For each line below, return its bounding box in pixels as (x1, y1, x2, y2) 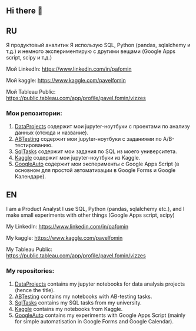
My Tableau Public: (6, 246, 53, 253)
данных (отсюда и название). (14, 129, 89, 136)
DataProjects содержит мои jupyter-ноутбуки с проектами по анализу (14, 123, 190, 130)
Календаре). (14, 173, 46, 180)
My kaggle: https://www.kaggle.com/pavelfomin (6, 234, 123, 241)
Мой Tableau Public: (6, 88, 56, 95)
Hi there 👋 (6, 6, 43, 16)
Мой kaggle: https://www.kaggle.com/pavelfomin (6, 77, 127, 84)
